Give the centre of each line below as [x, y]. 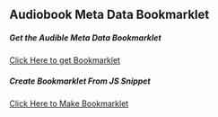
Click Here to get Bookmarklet [65, 60]
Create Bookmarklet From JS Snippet [80, 81]
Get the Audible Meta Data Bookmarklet [85, 37]
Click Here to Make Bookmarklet [69, 103]
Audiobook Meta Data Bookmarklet [109, 15]
